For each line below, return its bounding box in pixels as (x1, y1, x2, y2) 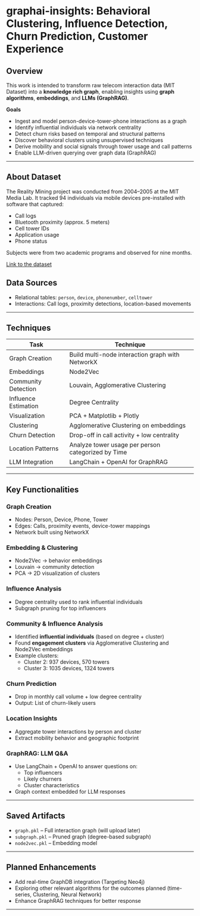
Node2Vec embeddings (14, 646, 73, 653)
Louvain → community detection (14, 564, 95, 571)
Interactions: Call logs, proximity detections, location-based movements (14, 300, 192, 307)
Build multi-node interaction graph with (69, 351, 180, 359)
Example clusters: (14, 652, 59, 660)
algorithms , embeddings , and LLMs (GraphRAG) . (6, 94, 129, 101)
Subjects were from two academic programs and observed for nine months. (6, 249, 192, 256)
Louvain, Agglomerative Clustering (69, 381, 166, 389)
